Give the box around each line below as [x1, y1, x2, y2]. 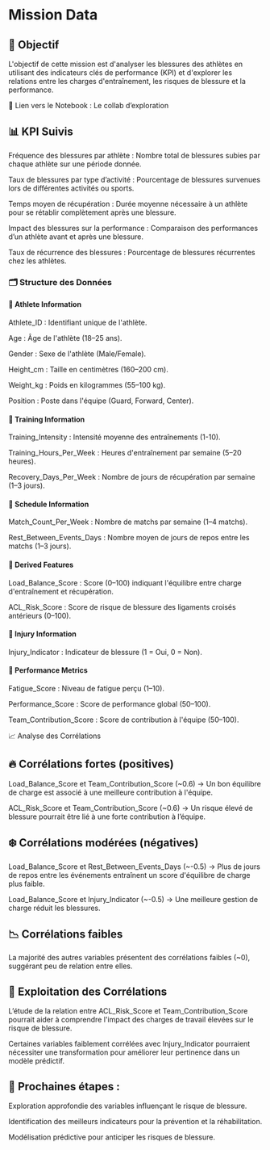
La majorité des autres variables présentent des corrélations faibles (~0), [8, 953, 251, 963]
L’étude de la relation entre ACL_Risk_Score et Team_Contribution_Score [8, 1006, 248, 1016]
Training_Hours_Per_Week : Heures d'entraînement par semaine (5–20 [8, 448, 242, 458]
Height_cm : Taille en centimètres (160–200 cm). [8, 364, 169, 374]
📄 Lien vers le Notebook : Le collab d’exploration [8, 101, 169, 110]
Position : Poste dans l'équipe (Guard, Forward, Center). [8, 396, 194, 405]
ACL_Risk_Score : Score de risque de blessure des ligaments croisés [8, 602, 236, 611]
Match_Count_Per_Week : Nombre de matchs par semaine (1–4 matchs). [8, 517, 248, 527]
